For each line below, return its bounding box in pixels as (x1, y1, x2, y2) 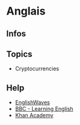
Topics (6, 49, 33, 59)
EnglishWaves (15, 99, 50, 106)
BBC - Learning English (15, 105, 74, 113)
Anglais (6, 4, 46, 18)
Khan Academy (15, 112, 53, 119)
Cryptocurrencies (15, 65, 59, 72)
